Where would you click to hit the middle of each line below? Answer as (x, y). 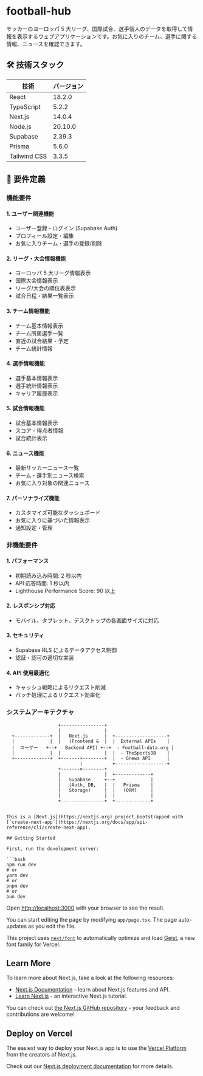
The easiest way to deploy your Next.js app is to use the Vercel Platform (97, 1048)
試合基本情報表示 (36, 423)
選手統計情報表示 (36, 386)
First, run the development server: (53, 849)
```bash (16, 859)
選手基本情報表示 (36, 378)
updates (17, 926)
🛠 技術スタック (35, 65)
